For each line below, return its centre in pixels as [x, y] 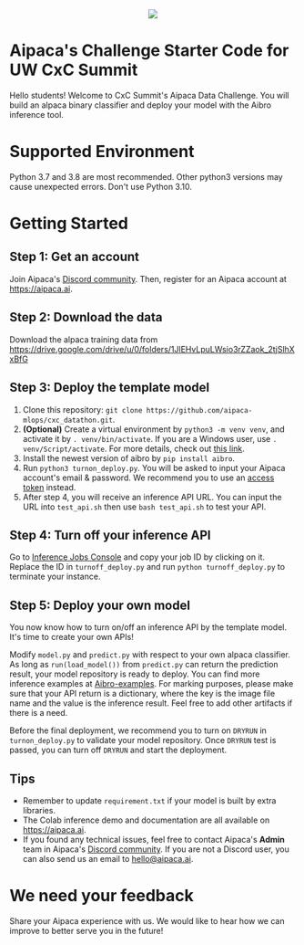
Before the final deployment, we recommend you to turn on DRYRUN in [138, 730]
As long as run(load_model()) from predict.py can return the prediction [144, 665]
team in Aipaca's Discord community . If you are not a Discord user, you [156, 849]
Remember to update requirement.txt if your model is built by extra [149, 800]
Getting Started [69, 224]
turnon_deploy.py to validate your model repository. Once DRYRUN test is [143, 740]
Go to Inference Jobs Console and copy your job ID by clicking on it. [137, 557]
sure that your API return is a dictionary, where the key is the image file [142, 694]
